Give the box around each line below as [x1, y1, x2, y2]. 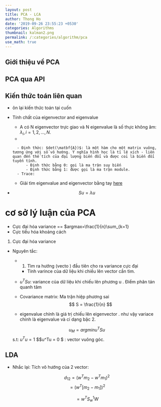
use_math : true [5, 40, 37, 45]
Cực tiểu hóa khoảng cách [12, 229, 67, 235]
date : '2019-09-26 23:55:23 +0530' [5, 21, 79, 26]
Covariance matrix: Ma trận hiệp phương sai [19, 293, 109, 299]
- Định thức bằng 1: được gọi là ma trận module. [25, 167, 130, 172]
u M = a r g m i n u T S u [68, 326, 106, 334]
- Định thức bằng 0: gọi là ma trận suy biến [25, 163, 121, 168]
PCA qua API [5, 75, 45, 83]
